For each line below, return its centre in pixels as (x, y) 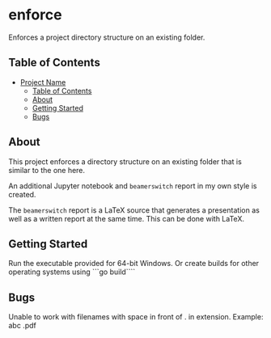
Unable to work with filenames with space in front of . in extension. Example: (136, 317)
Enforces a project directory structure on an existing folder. (107, 37)
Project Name (43, 82)
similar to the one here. (47, 170)
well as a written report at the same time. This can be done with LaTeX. (127, 218)
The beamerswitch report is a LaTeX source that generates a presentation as (134, 210)
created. (22, 194)
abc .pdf (22, 326)
